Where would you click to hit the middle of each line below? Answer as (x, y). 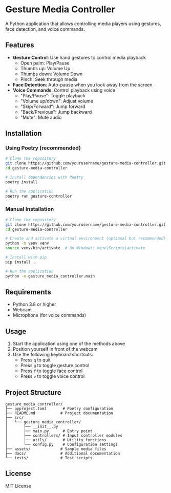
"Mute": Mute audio (41, 117)
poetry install (22, 182)
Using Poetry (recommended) (43, 148)
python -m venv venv (27, 243)
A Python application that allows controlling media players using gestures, (83, 24)
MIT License (18, 486)
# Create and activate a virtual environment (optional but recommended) (86, 239)
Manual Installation (30, 209)
